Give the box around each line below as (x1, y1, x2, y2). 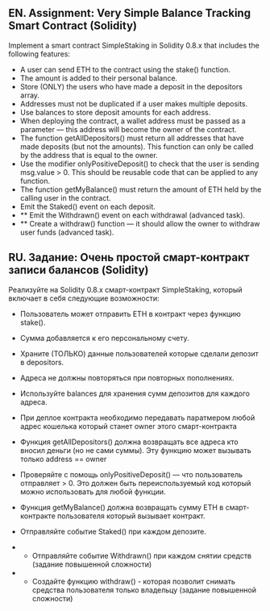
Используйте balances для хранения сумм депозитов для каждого (19, 389, 250, 398)
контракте (19, 511, 56, 521)
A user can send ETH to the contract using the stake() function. (19, 64, 231, 74)
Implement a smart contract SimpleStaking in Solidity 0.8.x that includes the (8, 40, 260, 50)
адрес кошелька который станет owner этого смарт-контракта (19, 421, 238, 430)
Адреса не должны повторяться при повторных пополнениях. (19, 372, 235, 382)
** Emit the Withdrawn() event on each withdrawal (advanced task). (19, 210, 246, 220)
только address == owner (19, 454, 107, 463)
